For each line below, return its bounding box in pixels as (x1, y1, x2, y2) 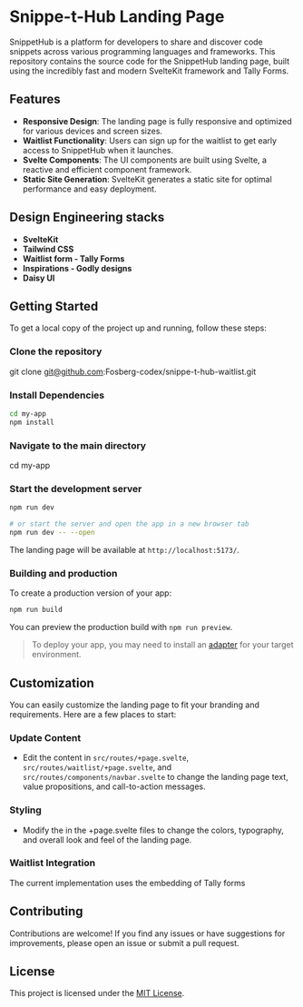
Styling (9, 804, 43, 816)
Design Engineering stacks (9, 210, 165, 225)
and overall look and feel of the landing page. (22, 834, 192, 845)
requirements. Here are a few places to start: (9, 708, 177, 719)
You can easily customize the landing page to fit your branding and (9, 699, 260, 710)
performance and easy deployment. (22, 183, 157, 194)
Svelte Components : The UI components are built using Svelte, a (22, 154, 268, 165)
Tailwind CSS (22, 243, 74, 254)
